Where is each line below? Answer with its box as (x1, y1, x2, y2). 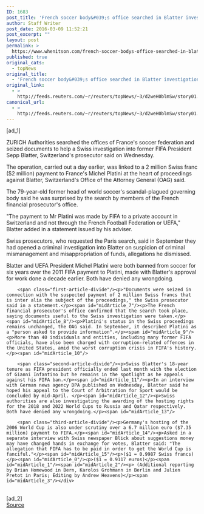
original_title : (6, 71, 47, 77)
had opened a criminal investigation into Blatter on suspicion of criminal (6, 244, 185, 251)
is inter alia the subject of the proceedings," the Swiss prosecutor (6, 297, 189, 303)
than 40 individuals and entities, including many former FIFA (28, 334, 191, 340)
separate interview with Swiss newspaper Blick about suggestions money (6, 435, 194, 442)
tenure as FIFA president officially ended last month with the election (6, 367, 197, 373)
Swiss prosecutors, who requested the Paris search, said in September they (6, 237, 196, 245)
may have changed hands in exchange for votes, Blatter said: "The (6, 441, 181, 447)
